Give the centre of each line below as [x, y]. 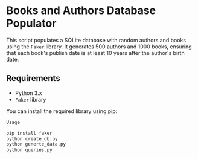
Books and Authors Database [81, 11]
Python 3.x [28, 93]
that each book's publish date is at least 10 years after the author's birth [96, 53]
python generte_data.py [36, 144]
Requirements [33, 78]
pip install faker [29, 133]
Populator [31, 23]
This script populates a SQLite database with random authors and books [96, 40]
